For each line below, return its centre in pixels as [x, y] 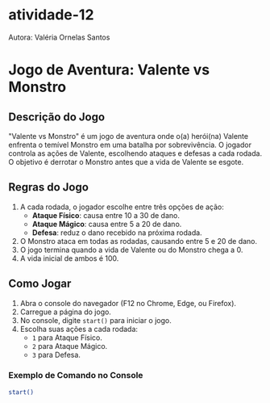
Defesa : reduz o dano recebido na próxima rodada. [117, 233]
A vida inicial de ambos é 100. [69, 258]
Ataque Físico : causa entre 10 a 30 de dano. [106, 215]
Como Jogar [40, 284]
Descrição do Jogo [57, 117]
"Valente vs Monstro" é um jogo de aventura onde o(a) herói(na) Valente [128, 136]
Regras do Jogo [48, 187]
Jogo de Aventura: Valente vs [109, 70]
